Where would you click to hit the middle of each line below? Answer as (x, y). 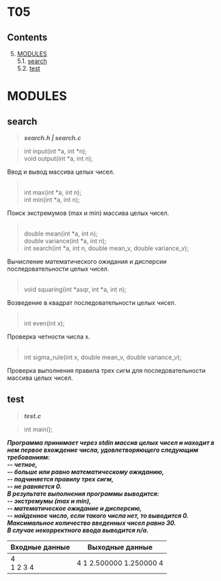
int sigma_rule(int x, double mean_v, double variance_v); (103, 357)
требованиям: (28, 457)
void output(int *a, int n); (58, 158)
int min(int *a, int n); (52, 200)
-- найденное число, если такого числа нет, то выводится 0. (98, 515)
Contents (27, 37)
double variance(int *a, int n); (65, 241)
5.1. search (32, 61)
